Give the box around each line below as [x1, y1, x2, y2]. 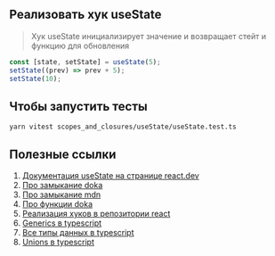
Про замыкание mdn [21, 189, 101, 200]
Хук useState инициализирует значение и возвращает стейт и [30, 30, 267, 41]
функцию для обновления [30, 40, 130, 51]
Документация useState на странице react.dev [21, 170, 200, 181]
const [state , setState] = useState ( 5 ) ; [9, 57, 162, 66]
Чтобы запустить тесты [9, 98, 149, 114]
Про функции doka [21, 199, 93, 210]
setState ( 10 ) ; [9, 74, 62, 83]
